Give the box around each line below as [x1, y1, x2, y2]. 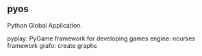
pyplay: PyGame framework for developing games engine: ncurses [7, 34, 196, 43]
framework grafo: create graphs [7, 41, 97, 49]
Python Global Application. [7, 21, 82, 29]
